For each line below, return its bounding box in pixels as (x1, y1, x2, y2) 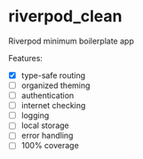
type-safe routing (20, 69, 86, 81)
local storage (20, 120, 69, 131)
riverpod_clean (8, 6, 123, 27)
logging (20, 110, 50, 121)
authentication (20, 91, 75, 101)
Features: (8, 52, 44, 63)
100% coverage (20, 140, 79, 151)
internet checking (20, 100, 86, 111)
